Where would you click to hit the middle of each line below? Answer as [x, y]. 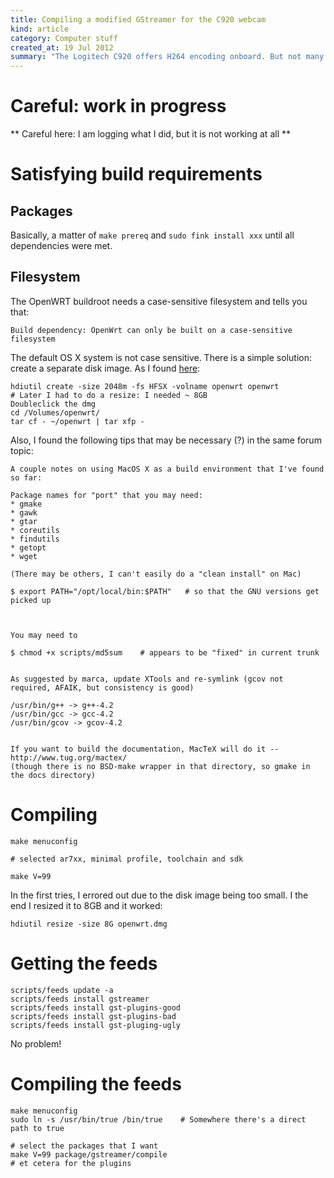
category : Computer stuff [64, 38]
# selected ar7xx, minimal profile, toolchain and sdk [127, 859]
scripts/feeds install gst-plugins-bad [93, 1016]
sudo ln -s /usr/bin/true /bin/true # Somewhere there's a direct [158, 1119]
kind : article [40, 29]
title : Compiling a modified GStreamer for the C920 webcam [138, 19]
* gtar [24, 521]
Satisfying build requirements [136, 174]
